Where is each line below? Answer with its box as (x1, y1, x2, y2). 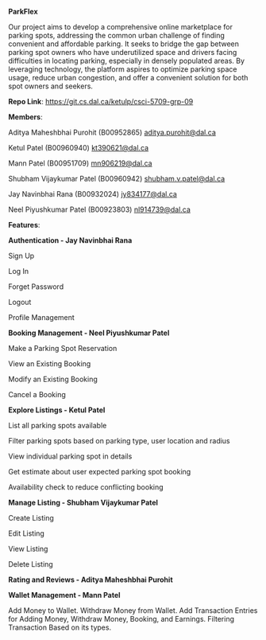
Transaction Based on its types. (8, 622, 112, 632)
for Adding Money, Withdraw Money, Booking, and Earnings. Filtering (8, 615, 235, 623)
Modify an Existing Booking (8, 374, 98, 384)
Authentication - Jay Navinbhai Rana (8, 236, 133, 245)
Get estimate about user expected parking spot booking (8, 467, 191, 476)
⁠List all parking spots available (8, 421, 107, 430)
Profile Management (8, 313, 75, 322)
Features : (8, 220, 40, 229)
